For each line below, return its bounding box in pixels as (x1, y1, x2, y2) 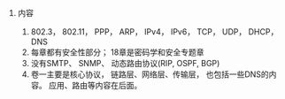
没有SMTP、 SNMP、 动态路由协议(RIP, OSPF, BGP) (30, 58, 220, 68)
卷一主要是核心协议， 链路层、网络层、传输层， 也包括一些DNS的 (30, 69, 270, 80)
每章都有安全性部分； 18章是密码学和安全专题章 (30, 47, 204, 57)
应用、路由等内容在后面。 (48, 80, 142, 90)
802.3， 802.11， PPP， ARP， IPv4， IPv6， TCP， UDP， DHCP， (30, 27, 279, 37)
